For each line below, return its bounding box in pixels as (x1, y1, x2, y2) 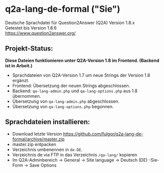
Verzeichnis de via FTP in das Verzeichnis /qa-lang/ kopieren (12, 151, 137, 158)
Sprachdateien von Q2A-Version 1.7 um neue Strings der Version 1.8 (12, 72, 150, 78)
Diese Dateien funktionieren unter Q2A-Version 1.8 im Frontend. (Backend (5, 58, 160, 63)
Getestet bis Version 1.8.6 (5, 25, 57, 30)
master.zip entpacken (12, 141, 57, 147)
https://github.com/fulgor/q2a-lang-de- (63, 131, 144, 137)
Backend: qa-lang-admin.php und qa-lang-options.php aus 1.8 (12, 87, 138, 94)
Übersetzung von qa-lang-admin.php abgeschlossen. (12, 98, 120, 104)
